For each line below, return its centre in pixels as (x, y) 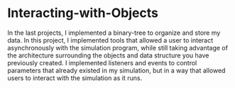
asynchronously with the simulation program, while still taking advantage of (118, 48)
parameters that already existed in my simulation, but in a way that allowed (116, 70)
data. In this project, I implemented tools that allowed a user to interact (110, 40)
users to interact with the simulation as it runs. (75, 78)
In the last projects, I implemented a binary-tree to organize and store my (114, 33)
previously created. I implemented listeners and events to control (102, 62)
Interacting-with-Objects (83, 13)
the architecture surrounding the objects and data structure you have (108, 55)
